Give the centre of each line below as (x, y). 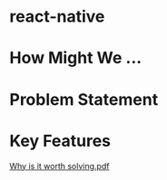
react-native (57, 17)
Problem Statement (84, 99)
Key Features (60, 141)
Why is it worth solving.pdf (59, 166)
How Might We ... (76, 58)
